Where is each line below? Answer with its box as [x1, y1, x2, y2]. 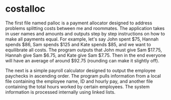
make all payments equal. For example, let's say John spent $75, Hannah [5, 36, 159, 42]
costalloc [5, 3, 45, 15]
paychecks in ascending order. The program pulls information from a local [5, 73, 161, 79]
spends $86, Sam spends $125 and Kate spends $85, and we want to [5, 41, 152, 47]
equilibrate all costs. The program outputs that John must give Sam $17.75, [5, 47, 162, 53]
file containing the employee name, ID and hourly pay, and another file [5, 78, 153, 84]
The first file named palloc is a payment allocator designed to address [5, 20, 152, 26]
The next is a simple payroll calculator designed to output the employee [5, 67, 156, 74]
